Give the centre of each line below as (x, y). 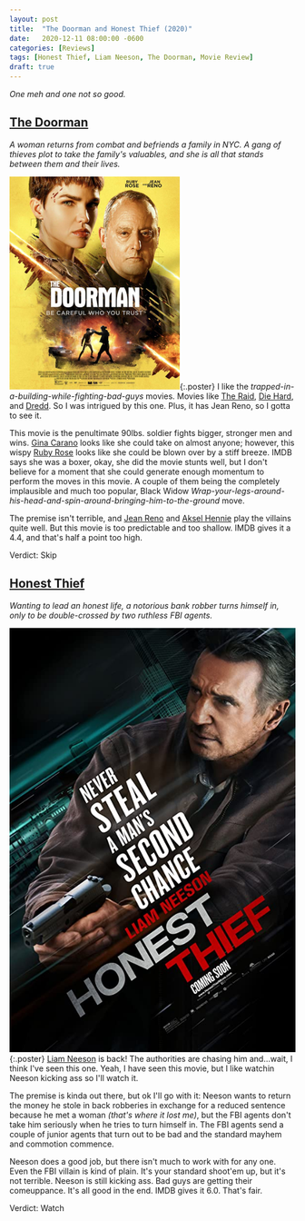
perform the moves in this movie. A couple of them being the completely (145, 481)
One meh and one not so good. (68, 94)
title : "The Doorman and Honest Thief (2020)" (101, 29)
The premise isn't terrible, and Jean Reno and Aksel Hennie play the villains (151, 518)
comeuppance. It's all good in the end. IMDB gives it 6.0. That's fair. (136, 1190)
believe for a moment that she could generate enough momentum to (137, 472)
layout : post (34, 19)
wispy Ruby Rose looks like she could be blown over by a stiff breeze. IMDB (151, 452)
